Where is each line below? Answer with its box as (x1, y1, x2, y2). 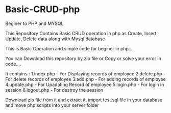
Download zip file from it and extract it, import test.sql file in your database (5, 97, 162, 103)
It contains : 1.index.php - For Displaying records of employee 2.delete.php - (5, 70, 166, 77)
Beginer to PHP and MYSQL (5, 20, 64, 26)
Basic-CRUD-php (5, 4, 80, 15)
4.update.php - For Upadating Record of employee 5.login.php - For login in (5, 81, 164, 88)
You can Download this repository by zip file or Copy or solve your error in (5, 55, 162, 62)
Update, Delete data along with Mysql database (5, 36, 106, 42)
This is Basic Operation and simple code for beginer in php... (5, 45, 133, 51)
